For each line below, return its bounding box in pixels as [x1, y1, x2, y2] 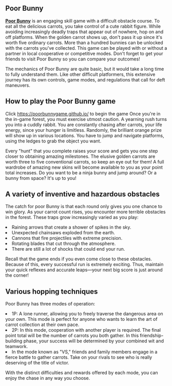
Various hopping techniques [5, 287, 98, 296]
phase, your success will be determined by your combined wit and [23, 338, 164, 344]
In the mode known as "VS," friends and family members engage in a [12, 349, 158, 355]
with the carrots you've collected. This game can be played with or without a [5, 45, 167, 51]
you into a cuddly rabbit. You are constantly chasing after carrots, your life [5, 121, 163, 128]
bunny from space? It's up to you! [5, 175, 77, 181]
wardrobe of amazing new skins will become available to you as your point [5, 164, 163, 170]
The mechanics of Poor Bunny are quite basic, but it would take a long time [5, 66, 164, 72]
